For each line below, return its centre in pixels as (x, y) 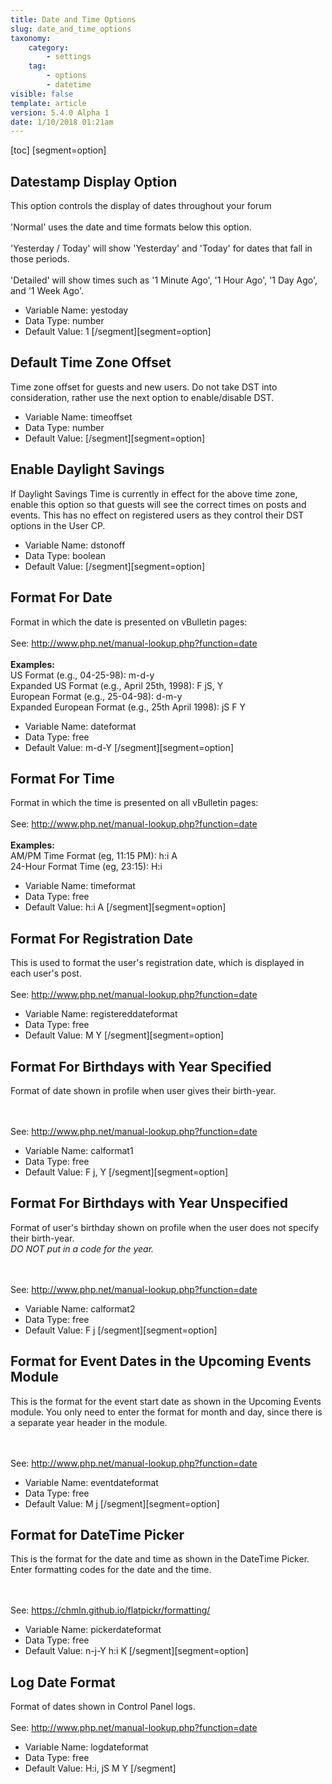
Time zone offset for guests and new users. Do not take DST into (144, 387)
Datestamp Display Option (94, 181)
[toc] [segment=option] (58, 150)
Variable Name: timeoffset (78, 417)
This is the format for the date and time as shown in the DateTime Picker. (160, 1559)
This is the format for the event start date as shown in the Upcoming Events (166, 1401)
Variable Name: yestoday (76, 310)
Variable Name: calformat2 (80, 1308)
